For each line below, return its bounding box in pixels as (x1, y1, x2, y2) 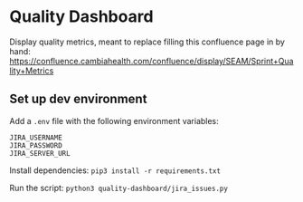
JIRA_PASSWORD (9, 140, 63, 150)
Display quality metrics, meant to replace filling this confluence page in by (9, 36, 285, 47)
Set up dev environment (9, 91, 147, 107)
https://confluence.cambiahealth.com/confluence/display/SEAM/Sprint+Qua (9, 55, 294, 66)
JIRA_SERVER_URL (9, 149, 71, 158)
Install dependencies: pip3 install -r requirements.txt (9, 165, 222, 176)
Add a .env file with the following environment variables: (9, 115, 219, 126)
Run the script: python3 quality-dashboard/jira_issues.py (9, 182, 229, 193)
